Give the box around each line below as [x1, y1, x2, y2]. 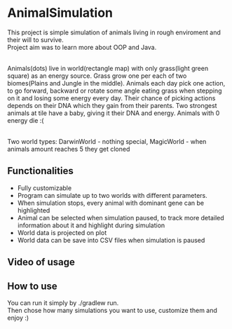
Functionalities [7, 165, 74, 177]
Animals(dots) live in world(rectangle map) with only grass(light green [7, 64, 209, 72]
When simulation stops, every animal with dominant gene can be [17, 199, 205, 207]
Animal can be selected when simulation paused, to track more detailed [17, 213, 224, 222]
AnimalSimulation [7, 5, 114, 21]
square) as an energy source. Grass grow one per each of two [7, 72, 187, 80]
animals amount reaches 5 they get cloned [7, 145, 130, 153]
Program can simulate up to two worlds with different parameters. [17, 191, 208, 199]
